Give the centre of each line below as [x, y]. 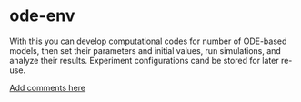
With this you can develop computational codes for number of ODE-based [148, 41]
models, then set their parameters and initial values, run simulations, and [145, 50]
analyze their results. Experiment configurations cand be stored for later [144, 60]
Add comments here [48, 87]
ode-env [42, 16]
